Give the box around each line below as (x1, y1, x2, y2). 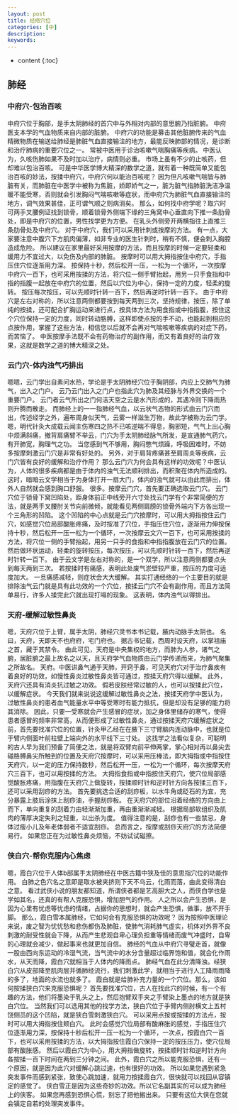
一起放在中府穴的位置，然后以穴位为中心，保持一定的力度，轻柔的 (31, 278, 225, 287)
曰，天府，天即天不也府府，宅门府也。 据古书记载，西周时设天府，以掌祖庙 (7, 636, 227, 645)
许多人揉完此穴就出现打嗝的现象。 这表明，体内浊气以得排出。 (31, 590, 214, 600)
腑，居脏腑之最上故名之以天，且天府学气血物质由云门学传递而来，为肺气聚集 (7, 654, 231, 663)
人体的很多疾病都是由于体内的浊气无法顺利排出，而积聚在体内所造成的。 (19, 466, 231, 475)
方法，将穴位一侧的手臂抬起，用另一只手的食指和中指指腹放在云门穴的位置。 (7, 537, 231, 546)
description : (7, 30, 46, 38)
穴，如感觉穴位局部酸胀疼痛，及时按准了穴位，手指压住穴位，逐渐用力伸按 (7, 519, 225, 529)
